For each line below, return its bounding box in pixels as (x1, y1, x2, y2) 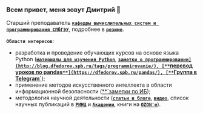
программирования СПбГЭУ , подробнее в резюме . (6, 25, 124, 33)
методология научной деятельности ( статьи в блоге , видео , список (15, 94, 189, 102)
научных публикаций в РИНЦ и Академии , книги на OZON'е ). (15, 101, 161, 108)
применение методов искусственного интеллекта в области (15, 81, 173, 89)
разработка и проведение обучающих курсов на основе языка (15, 49, 179, 56)
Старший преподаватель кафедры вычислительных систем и (6, 19, 156, 27)
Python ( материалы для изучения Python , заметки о (15, 56, 143, 63)
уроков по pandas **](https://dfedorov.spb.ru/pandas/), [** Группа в (15, 69, 198, 76)
